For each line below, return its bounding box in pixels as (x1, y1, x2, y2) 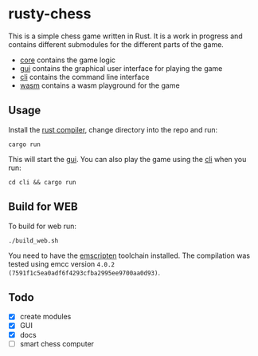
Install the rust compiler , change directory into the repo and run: (8, 125, 217, 134)
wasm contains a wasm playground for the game (19, 81, 181, 90)
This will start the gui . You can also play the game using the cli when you (8, 154, 247, 164)
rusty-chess (8, 5, 92, 23)
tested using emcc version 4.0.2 (8, 259, 115, 268)
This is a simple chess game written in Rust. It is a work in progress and (8, 31, 243, 41)
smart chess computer (19, 338, 94, 348)
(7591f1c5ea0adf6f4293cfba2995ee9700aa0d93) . (8, 267, 161, 277)
